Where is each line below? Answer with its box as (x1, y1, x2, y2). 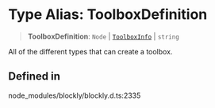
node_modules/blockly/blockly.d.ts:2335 (8, 91, 141, 100)
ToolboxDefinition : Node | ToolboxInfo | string (27, 32, 180, 41)
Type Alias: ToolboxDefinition (8, 6, 208, 24)
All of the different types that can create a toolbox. (8, 47, 173, 56)
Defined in (8, 69, 61, 84)
